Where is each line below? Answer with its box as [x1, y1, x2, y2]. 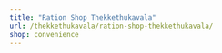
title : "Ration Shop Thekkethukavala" [9, 13, 156, 22]
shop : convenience [9, 30, 79, 39]
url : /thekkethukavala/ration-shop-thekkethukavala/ [9, 22, 214, 31]
